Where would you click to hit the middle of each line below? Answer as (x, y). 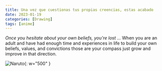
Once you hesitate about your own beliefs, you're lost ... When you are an (81, 38)
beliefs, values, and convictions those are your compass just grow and (78, 48)
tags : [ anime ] (20, 24)
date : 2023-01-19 (23, 14)
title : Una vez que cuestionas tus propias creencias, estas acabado (79, 10)
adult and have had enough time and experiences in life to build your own (81, 43)
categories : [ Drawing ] (29, 19)
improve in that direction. (31, 54)
